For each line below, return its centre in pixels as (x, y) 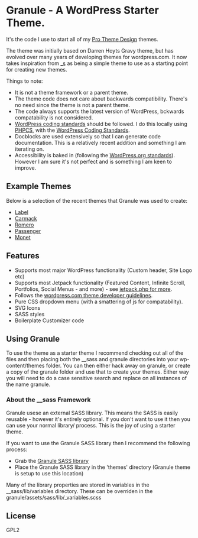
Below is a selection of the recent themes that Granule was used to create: (97, 200)
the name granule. (28, 384)
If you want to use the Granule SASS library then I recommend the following (98, 443)
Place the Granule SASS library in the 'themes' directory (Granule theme (103, 467)
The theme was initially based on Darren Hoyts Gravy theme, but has (90, 50)
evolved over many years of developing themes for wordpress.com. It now (97, 57)
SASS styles (30, 314)
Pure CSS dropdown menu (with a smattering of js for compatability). (99, 302)
